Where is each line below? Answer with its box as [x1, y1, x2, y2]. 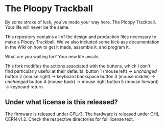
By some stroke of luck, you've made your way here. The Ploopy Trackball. [5, 19, 156, 25]
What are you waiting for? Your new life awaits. [5, 53, 100, 59]
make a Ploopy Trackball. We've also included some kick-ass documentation [5, 39, 160, 44]
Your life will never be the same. [5, 24, 70, 30]
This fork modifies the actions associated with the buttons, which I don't [5, 63, 151, 69]
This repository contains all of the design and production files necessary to [5, 34, 157, 40]
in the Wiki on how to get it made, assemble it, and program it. [5, 44, 130, 50]
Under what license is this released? [5, 98, 118, 106]
